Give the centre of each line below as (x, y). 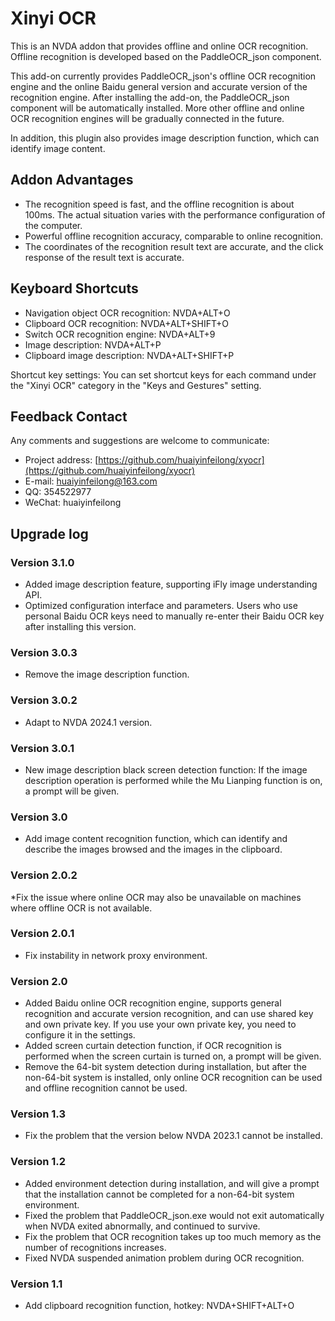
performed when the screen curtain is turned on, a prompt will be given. (173, 1056)
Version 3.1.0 (42, 562)
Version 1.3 (38, 1114)
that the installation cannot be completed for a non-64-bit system (159, 1194)
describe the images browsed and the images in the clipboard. (153, 849)
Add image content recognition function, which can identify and (156, 839)
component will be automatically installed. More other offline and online (157, 108)
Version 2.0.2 (44, 875)
